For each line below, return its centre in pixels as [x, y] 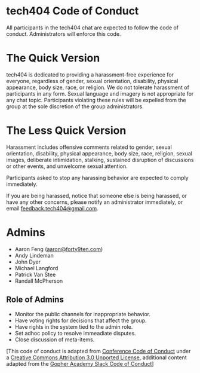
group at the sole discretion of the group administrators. [75, 106]
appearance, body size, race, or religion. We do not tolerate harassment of [98, 87]
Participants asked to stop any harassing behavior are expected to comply [98, 178]
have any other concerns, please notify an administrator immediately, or [95, 202]
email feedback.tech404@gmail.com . [52, 208]
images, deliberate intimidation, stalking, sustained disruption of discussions [100, 160]
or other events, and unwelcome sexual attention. [67, 166]
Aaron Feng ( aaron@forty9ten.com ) [59, 249]
